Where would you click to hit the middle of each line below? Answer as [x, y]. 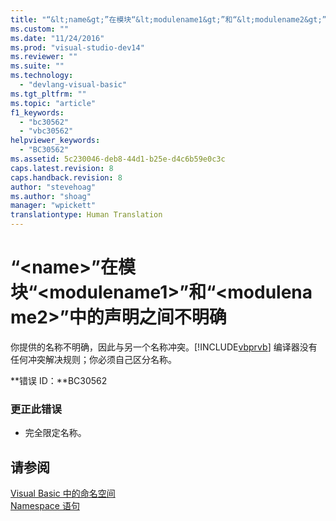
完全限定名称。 [55, 433]
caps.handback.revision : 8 [66, 177]
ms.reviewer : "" [44, 57]
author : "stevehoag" [53, 187]
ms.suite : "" [37, 66]
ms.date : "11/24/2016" [57, 38]
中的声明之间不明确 [147, 317]
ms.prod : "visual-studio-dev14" [77, 47]
